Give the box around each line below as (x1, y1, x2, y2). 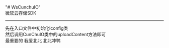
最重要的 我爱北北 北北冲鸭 (5, 38, 61, 44)
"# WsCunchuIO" (5, 4, 41, 10)
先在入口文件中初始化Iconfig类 (5, 25, 68, 31)
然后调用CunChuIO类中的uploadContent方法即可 (5, 32, 106, 37)
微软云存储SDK (5, 10, 37, 16)
